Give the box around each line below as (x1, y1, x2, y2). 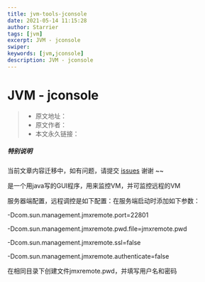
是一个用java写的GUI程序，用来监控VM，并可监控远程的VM (7, 181, 181, 190)
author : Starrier (7, 23, 59, 31)
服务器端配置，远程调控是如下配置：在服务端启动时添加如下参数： (7, 196, 200, 205)
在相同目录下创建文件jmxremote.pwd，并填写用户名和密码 (7, 266, 177, 275)
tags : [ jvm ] (7, 30, 43, 38)
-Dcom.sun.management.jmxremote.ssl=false (7, 238, 141, 246)
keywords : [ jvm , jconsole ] (7, 50, 84, 58)
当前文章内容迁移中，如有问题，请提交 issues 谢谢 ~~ (7, 166, 165, 175)
